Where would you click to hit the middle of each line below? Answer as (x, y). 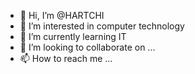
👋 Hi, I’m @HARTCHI (62, 15)
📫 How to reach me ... (66, 58)
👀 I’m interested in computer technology (102, 26)
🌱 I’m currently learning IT (73, 36)
